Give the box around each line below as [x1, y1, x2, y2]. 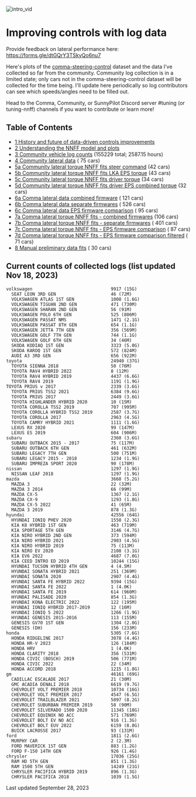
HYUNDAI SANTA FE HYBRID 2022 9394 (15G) [11, 579, 137, 585]
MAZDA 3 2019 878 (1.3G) [11, 506, 137, 513]
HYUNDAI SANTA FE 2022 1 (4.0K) [11, 584, 132, 590]
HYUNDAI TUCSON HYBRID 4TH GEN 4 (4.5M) [11, 563, 132, 569]
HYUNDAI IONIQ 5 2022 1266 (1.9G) [11, 609, 140, 616]
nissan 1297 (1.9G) [6, 465, 140, 472]
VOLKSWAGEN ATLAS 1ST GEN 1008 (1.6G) [11, 296, 140, 302]
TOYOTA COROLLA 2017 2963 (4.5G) [11, 414, 140, 420]
